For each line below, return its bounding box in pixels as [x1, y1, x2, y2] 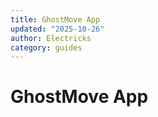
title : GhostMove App [10, 14, 101, 25]
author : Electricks [10, 33, 92, 43]
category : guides [10, 42, 83, 53]
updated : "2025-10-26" [10, 24, 105, 34]
